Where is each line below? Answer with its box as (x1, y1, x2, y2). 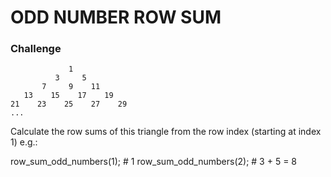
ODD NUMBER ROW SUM (10, 6, 222, 29)
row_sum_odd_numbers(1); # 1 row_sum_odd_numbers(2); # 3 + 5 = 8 (10, 156, 297, 168)
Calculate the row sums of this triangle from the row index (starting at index (10, 126, 322, 138)
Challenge (10, 42, 62, 56)
